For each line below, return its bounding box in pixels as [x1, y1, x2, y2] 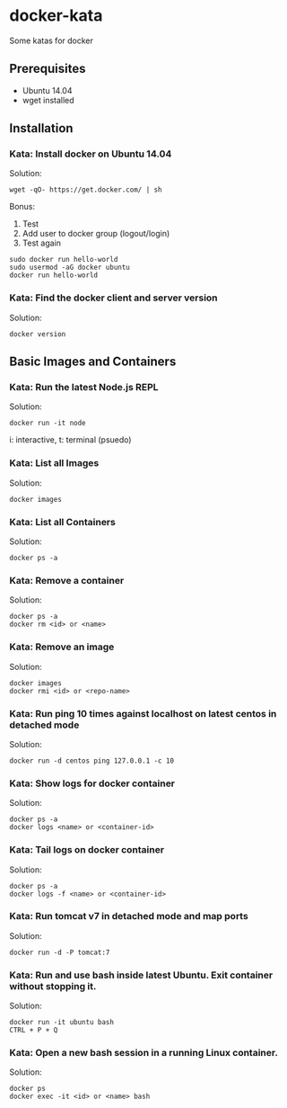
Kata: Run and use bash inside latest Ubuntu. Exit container [9, 969, 274, 981]
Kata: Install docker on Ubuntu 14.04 [9, 147, 172, 160]
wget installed [22, 94, 74, 105]
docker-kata [9, 5, 103, 26]
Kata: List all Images [9, 457, 100, 469]
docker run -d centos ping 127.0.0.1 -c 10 [9, 756, 175, 765]
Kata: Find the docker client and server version [9, 291, 218, 304]
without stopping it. [9, 979, 97, 992]
